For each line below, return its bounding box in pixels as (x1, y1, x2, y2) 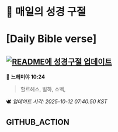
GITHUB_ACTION (6, 117, 70, 127)
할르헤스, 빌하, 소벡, (20, 85, 66, 93)
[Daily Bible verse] (6, 33, 97, 45)
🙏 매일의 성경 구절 (6, 5, 86, 19)
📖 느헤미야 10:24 (6, 73, 46, 80)
